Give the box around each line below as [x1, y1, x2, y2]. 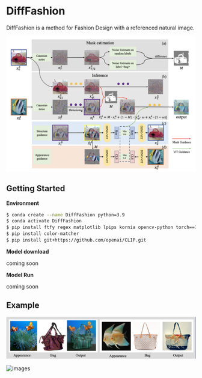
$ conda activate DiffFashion [6, 218, 82, 224]
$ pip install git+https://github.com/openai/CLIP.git [6, 237, 147, 243]
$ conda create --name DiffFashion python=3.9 [6, 212, 125, 218]
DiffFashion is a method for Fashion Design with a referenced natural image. [6, 24, 195, 31]
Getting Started [6, 183, 66, 194]
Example [6, 300, 40, 311]
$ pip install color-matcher [6, 231, 79, 237]
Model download [6, 248, 49, 255]
